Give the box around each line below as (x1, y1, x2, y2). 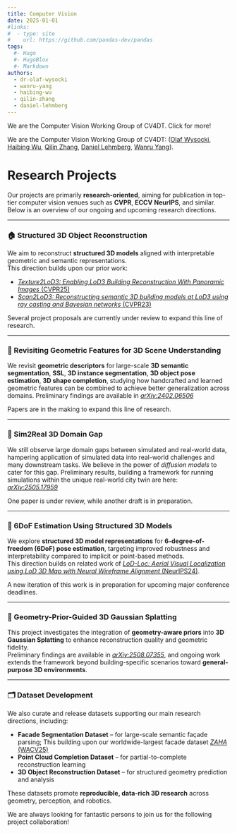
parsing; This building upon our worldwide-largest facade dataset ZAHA (17, 738, 228, 746)
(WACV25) (17, 745, 49, 753)
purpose (7, 666, 33, 674)
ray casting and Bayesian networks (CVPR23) (17, 300, 152, 309)
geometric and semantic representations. (7, 257, 127, 265)
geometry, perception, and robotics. (7, 796, 112, 805)
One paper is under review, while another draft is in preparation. (7, 497, 193, 505)
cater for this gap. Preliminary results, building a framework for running (7, 468, 214, 476)
